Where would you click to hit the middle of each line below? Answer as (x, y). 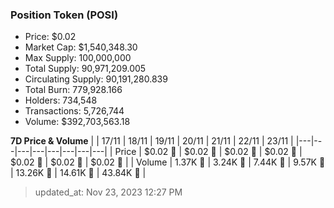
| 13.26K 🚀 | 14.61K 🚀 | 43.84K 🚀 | (78, 173)
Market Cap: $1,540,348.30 (81, 47)
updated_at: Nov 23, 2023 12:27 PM (108, 192)
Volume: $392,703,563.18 (77, 122)
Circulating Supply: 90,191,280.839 (96, 79)
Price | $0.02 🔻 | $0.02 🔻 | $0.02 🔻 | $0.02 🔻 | (208, 152)
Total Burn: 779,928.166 (73, 90)
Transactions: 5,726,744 (74, 111)
